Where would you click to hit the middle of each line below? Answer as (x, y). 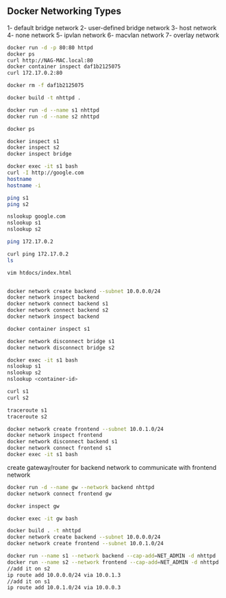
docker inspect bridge (39, 154)
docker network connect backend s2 (58, 310)
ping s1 (18, 198)
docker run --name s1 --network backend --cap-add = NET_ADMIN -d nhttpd (111, 556)
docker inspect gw (33, 506)
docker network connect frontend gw (59, 494)
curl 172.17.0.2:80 (35, 73)
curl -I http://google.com (46, 173)
